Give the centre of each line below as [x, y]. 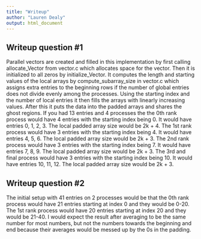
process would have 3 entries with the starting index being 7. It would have [98, 145]
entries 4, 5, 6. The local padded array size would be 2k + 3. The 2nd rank [98, 138]
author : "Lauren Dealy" [36, 17]
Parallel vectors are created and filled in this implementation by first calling [98, 62]
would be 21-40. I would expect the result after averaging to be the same [96, 217]
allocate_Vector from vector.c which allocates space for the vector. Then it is [100, 68]
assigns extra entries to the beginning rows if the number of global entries [98, 87]
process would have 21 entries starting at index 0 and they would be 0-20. [98, 204]
